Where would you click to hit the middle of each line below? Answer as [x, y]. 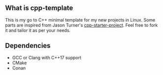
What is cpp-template [39, 8]
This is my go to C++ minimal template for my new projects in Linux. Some [80, 20]
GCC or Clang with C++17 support [47, 57]
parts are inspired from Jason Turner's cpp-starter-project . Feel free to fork [81, 25]
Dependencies [28, 46]
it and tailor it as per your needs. [38, 30]
